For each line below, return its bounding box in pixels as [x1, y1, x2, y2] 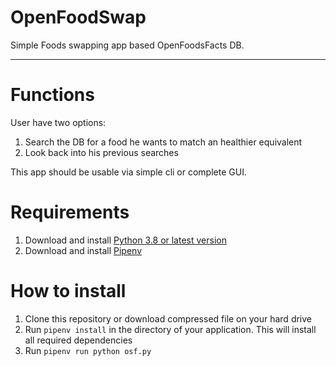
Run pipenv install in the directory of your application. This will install [24, 323, 317, 335]
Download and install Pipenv [24, 244, 143, 256]
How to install [10, 280, 127, 302]
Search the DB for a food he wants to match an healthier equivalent [24, 136, 303, 148]
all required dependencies [24, 334, 133, 346]
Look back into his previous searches [24, 146, 179, 158]
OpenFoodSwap [10, 6, 147, 29]
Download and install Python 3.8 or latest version [24, 234, 227, 246]
